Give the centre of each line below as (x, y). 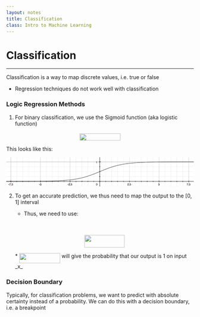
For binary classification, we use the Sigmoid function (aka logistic (96, 117)
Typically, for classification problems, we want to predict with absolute (93, 295)
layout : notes (24, 12)
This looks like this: (30, 149)
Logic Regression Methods (46, 104)
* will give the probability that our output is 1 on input (101, 256)
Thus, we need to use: (51, 214)
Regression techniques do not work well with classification (87, 89)
